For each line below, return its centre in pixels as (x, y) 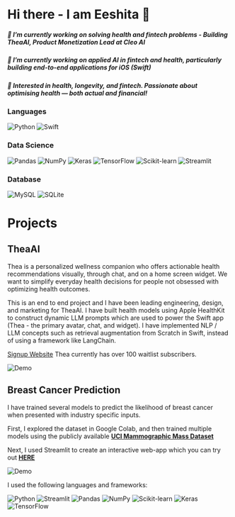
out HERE (21, 457)
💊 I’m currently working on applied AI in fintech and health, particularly (114, 60)
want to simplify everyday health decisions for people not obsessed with (113, 281)
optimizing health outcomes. (49, 289)
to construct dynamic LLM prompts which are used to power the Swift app (116, 318)
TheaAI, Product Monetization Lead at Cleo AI (76, 42)
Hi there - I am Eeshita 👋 (79, 15)
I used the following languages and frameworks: (78, 484)
